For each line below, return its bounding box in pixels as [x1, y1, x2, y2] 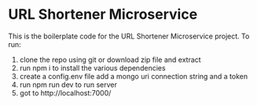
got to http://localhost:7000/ [19, 88, 112, 97]
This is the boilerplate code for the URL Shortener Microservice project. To [8, 31, 250, 41]
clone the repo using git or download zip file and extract [19, 55, 202, 64]
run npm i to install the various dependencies [19, 63, 167, 72]
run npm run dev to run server [19, 80, 118, 89]
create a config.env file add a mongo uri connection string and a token [19, 71, 248, 81]
